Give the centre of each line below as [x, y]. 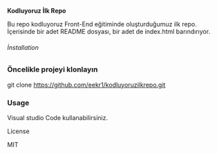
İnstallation [23, 47]
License [18, 131]
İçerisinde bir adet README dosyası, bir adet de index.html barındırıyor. [109, 32]
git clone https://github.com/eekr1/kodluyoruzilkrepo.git [86, 85]
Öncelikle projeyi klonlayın [53, 69]
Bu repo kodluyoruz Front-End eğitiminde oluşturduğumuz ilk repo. [102, 24]
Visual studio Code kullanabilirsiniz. [58, 117]
